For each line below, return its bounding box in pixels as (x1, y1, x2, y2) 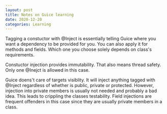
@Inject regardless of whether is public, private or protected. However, (5, 82, 154, 89)
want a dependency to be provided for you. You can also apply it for (5, 41, 148, 47)
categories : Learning (5, 21, 51, 27)
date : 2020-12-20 (5, 17, 42, 22)
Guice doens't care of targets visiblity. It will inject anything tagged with (5, 77, 155, 83)
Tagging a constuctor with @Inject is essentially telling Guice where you (5, 36, 156, 42)
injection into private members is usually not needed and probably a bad (5, 88, 157, 94)
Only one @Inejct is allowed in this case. (5, 67, 90, 73)
